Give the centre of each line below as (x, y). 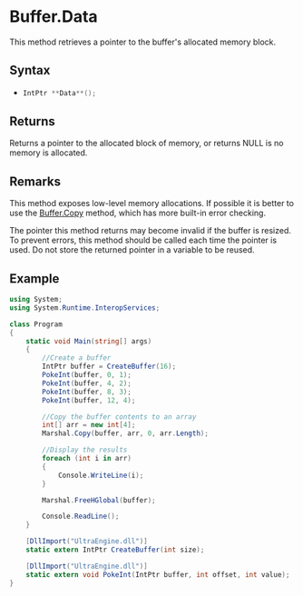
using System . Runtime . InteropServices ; (85, 308)
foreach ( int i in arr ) (87, 459)
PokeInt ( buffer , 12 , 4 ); (89, 400)
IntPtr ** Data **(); (59, 93)
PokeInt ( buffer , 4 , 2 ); (87, 383)
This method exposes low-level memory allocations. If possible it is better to (152, 204)
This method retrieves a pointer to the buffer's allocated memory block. (143, 42)
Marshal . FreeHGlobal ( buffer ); (99, 500)
